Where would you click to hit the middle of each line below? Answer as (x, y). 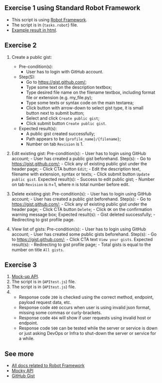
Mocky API (22, 371)
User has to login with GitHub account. (65, 71)
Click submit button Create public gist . (66, 123)
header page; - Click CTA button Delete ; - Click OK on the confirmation (82, 209)
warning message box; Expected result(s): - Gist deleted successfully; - (83, 214)
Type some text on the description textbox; (69, 87)
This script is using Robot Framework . (49, 19)
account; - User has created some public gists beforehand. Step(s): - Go (84, 234)
